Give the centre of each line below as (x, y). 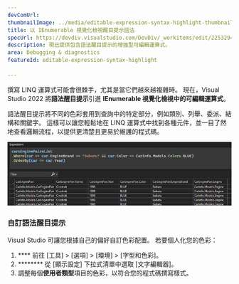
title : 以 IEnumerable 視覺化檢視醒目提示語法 (71, 30)
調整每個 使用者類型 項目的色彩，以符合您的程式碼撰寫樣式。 (105, 273)
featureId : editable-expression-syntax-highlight (83, 61)
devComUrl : (23, 15)
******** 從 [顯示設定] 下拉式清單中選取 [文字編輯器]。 (97, 264)
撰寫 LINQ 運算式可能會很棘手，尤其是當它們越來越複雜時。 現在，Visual (113, 90)
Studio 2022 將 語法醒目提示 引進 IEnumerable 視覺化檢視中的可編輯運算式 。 (118, 98)
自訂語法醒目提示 (37, 223)
